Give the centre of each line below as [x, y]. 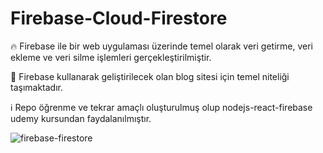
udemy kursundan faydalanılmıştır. [81, 118]
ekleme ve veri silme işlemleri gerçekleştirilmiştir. [111, 57]
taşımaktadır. [36, 87]
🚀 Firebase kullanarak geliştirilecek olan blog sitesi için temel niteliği [150, 76]
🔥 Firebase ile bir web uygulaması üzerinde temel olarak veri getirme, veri [162, 46]
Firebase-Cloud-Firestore [119, 18]
